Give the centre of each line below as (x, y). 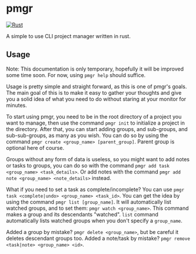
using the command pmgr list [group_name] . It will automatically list (89, 202)
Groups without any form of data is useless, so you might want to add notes (98, 159)
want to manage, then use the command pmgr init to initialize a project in (96, 123)
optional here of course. (35, 148)
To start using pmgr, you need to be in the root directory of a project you (94, 116)
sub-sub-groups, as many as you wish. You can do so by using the (87, 135)
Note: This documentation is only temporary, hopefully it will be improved (95, 69)
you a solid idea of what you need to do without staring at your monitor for (96, 99)
